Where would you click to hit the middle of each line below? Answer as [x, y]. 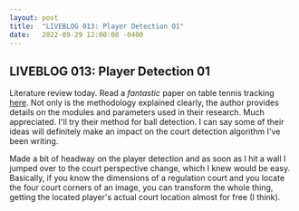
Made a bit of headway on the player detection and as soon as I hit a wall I [148, 158]
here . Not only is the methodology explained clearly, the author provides [144, 103]
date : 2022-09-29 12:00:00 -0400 [77, 34]
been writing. [34, 141]
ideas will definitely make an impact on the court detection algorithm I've [145, 131]
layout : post [34, 18]
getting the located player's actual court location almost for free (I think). [145, 197]
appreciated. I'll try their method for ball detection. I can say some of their [147, 122]
